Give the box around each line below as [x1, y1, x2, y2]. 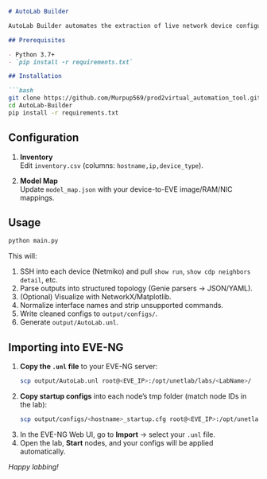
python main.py [8, 237, 59, 245]
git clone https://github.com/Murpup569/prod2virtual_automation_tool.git [8, 94, 261, 103]
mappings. [19, 193, 55, 202]
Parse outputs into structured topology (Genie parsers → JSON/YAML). [19, 283, 253, 294]
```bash [8, 87, 34, 95]
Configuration [8, 131, 79, 145]
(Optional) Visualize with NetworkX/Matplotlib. [19, 292, 172, 302]
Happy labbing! [8, 461, 60, 471]
